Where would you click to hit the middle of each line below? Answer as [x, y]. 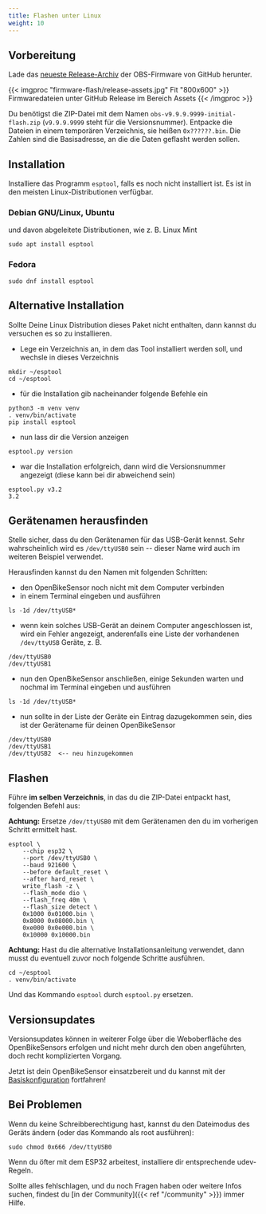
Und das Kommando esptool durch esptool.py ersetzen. [101, 995]
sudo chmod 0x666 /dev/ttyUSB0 [60, 1147]
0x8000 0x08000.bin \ [58, 921]
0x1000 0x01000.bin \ [58, 914]
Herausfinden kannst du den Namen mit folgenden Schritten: [108, 572]
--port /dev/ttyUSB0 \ [60, 858]
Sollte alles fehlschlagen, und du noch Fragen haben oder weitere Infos [125, 1185]
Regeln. [21, 1170]
